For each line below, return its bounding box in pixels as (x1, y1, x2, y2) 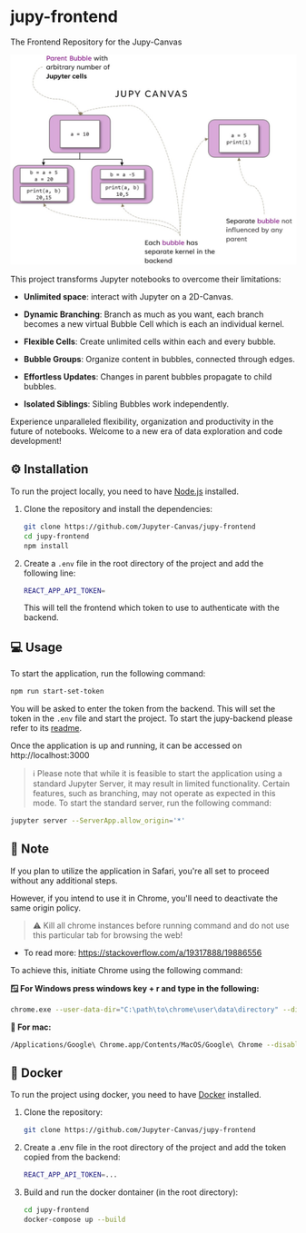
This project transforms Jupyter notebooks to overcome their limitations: (10, 274, 281, 285)
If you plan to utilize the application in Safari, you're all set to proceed (10, 865, 270, 876)
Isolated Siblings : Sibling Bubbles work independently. (23, 399, 230, 409)
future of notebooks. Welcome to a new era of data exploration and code (10, 426, 283, 437)
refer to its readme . (10, 723, 83, 734)
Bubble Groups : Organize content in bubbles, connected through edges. (23, 354, 296, 365)
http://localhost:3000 (10, 750, 90, 761)
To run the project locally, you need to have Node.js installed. (10, 486, 240, 497)
